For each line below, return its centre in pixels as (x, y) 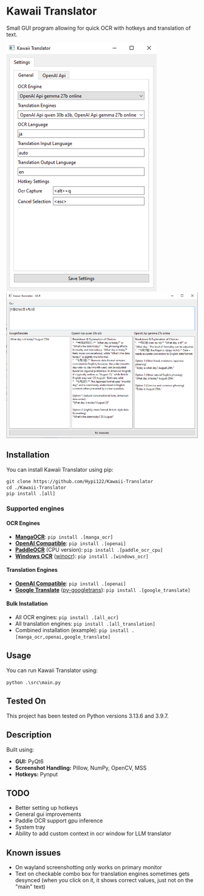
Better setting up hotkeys (46, 808)
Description (29, 735)
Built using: (20, 749)
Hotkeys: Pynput (36, 774)
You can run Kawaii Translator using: (52, 670)
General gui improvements (48, 814)
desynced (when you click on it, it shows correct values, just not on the (104, 880)
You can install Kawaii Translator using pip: (60, 469)
